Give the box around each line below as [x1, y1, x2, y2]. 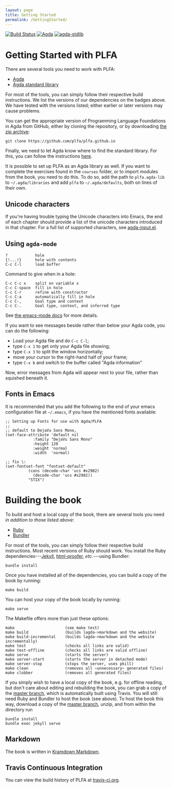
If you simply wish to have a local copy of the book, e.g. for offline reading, [5, 679, 163, 685]
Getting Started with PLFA [5, 49, 118, 61]
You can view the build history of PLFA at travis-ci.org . [5, 777, 120, 783]
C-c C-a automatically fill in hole [5, 294, 95, 299]
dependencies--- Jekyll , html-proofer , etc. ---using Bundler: [5, 553, 130, 559]
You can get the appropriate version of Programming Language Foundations [5, 118, 166, 124]
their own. [5, 185, 27, 191]
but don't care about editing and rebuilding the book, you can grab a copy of [5, 684, 167, 691]
